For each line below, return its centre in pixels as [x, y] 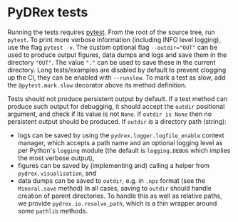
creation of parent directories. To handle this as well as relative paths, [120, 196]
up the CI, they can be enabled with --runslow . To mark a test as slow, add [117, 77]
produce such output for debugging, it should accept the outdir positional [116, 106]
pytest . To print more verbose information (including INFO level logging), [114, 39]
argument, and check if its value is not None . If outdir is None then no [110, 114]
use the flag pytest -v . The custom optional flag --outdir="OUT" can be [113, 47]
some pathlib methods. [52, 211]
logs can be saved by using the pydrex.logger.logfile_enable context [121, 135]
